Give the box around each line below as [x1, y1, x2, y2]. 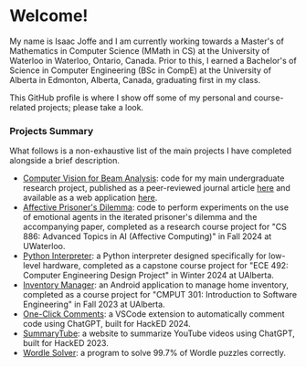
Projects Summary [9, 124, 94, 137]
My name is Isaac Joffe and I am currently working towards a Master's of [9, 36, 285, 47]
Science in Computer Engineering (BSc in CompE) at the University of [9, 65, 272, 76]
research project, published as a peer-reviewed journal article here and [22, 183, 290, 194]
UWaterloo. [22, 241, 66, 252]
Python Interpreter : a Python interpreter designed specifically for [22, 250, 267, 261]
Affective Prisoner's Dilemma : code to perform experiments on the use [22, 202, 290, 213]
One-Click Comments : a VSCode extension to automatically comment [22, 309, 285, 320]
